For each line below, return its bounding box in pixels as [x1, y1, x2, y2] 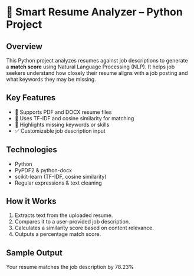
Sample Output [6, 248, 63, 258]
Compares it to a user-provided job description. [14, 218, 130, 225]
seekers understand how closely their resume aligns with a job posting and [6, 70, 188, 76]
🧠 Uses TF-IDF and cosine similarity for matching [14, 114, 134, 121]
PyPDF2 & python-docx [14, 166, 73, 173]
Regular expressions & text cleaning [14, 179, 102, 186]
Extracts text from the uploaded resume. [14, 212, 113, 219]
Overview [6, 41, 43, 51]
